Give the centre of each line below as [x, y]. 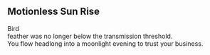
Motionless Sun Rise [54, 12]
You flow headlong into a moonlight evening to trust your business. [105, 43]
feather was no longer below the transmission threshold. [90, 36]
